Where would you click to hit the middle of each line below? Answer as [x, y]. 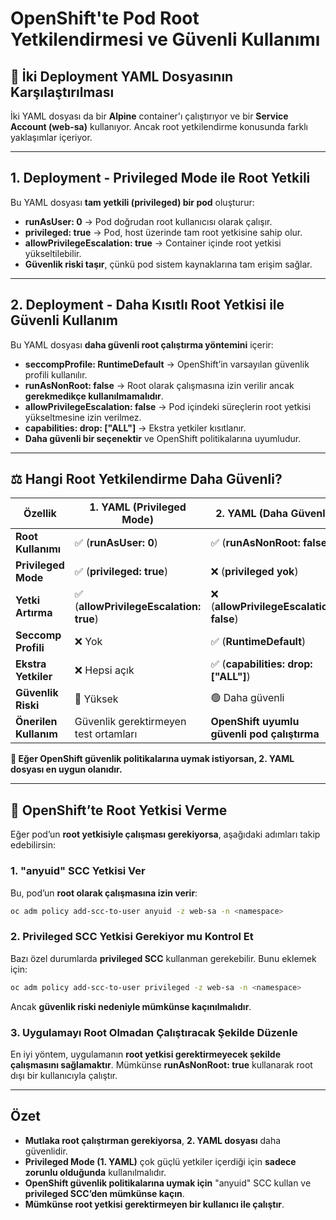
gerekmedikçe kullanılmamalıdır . [94, 396]
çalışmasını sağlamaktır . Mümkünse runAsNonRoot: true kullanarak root [161, 1064]
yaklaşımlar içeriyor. [51, 137]
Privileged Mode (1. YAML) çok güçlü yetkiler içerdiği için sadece [160, 1161]
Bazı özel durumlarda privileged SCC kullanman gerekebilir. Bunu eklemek [163, 958]
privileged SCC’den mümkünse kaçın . [104, 1193]
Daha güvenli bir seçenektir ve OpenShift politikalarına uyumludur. [163, 438]
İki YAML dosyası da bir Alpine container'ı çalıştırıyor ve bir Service [149, 116]
